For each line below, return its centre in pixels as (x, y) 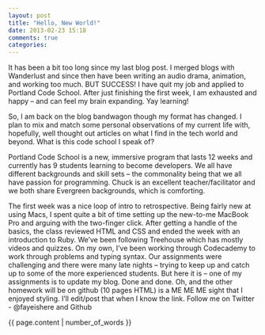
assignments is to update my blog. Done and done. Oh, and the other (121, 282)
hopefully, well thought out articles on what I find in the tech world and (123, 133)
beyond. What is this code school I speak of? (81, 142)
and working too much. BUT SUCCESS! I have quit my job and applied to (126, 85)
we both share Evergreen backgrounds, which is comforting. (107, 191)
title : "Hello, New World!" (55, 23)
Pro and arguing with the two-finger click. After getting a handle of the (123, 223)
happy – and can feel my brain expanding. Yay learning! (98, 101)
